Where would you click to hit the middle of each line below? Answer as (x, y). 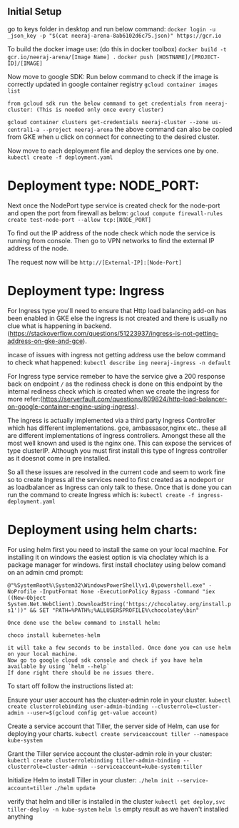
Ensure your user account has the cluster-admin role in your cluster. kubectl (119, 700)
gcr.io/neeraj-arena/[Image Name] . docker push (80, 57)
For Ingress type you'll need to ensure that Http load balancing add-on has (117, 310)
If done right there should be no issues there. (81, 673)
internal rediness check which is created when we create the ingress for (113, 391)
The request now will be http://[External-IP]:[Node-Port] (95, 262)
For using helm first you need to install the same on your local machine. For (118, 549)
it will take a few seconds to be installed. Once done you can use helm (119, 648)
